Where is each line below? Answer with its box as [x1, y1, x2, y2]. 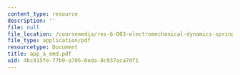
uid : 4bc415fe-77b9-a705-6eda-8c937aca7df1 [7, 57, 139, 64]
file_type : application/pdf [7, 37, 91, 44]
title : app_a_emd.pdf [7, 51, 72, 58]
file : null [7, 24, 40, 31]
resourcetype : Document [7, 44, 79, 51]
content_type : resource [7, 10, 79, 18]
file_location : [7, 30, 53, 38]
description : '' [7, 17, 56, 24]
